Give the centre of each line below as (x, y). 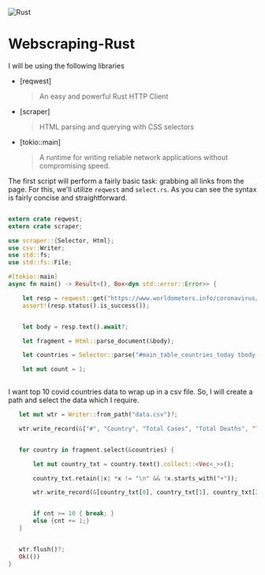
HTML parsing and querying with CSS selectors (117, 127)
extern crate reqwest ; (45, 219)
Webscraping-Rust (72, 44)
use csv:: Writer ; (37, 248)
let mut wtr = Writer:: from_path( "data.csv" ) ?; (98, 415)
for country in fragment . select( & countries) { (97, 450)
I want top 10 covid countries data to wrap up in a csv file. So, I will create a (131, 392)
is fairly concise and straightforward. (68, 198)
